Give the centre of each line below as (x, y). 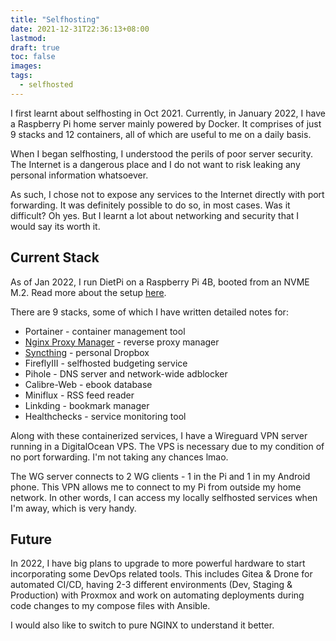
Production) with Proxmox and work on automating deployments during (157, 595)
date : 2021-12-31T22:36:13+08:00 (80, 29)
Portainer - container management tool (105, 331)
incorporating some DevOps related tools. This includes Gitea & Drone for (161, 574)
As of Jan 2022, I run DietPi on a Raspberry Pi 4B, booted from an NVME (160, 282)
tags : (21, 76)
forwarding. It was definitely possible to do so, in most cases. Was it (150, 205)
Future (31, 539)
